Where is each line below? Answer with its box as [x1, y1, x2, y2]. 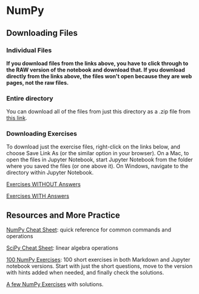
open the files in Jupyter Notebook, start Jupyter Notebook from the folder [6, 156, 193, 164]
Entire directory [6, 94, 53, 102]
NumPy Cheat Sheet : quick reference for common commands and [6, 226, 172, 233]
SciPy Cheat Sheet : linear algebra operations [6, 244, 118, 252]
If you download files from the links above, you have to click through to [6, 59, 189, 67]
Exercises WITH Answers [6, 192, 70, 200]
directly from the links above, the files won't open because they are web [6, 72, 192, 79]
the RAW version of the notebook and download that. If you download [6, 66, 185, 73]
